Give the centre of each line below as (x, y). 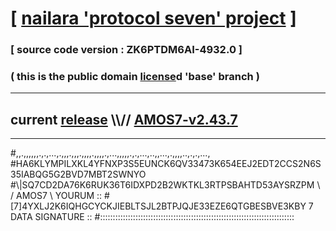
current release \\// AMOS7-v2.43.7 (124, 119)
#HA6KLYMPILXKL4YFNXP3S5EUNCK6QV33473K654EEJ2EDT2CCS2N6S (166, 164)
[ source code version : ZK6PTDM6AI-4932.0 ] (126, 50)
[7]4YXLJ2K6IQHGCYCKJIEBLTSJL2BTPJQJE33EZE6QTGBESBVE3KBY (158, 206)
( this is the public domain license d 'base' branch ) (135, 77)
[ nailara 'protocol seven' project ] (153, 18)
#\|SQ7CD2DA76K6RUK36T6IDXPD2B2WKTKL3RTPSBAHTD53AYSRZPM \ (165, 185)
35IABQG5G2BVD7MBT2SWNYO (78, 174)
